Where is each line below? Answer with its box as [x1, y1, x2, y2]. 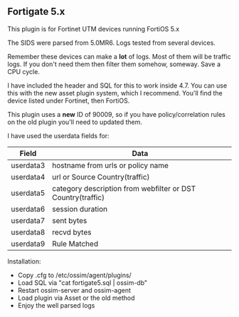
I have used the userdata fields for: [7, 131, 110, 140]
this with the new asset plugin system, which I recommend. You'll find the [7, 88, 223, 97]
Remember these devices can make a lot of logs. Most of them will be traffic [7, 52, 231, 61]
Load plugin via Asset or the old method [17, 293, 135, 302]
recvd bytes [52, 227, 92, 237]
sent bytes [52, 215, 87, 225]
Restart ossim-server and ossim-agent [17, 286, 132, 294]
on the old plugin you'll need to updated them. [7, 118, 143, 126]
